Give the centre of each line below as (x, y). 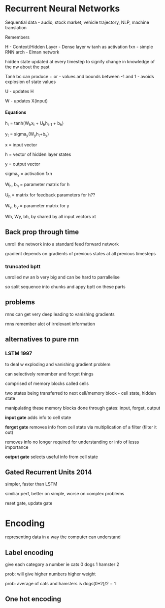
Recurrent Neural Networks (63, 9)
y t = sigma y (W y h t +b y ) (27, 134)
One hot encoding (33, 599)
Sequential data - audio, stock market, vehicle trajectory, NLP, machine (77, 22)
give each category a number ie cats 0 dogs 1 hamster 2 (62, 564)
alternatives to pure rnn (42, 339)
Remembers (17, 37)
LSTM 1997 (19, 353)
